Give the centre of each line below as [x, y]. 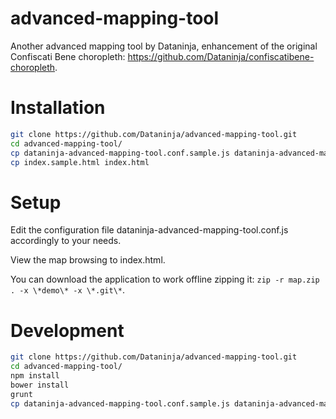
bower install [40, 385]
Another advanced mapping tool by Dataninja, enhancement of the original [164, 46]
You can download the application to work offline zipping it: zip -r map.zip [165, 279]
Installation [58, 108]
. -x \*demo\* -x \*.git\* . [68, 290]
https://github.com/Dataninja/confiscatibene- [221, 56]
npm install [35, 376]
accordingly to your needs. [66, 241]
